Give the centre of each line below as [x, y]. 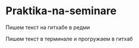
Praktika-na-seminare [61, 11]
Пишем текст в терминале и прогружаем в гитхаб [69, 39]
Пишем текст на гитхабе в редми [48, 27]
